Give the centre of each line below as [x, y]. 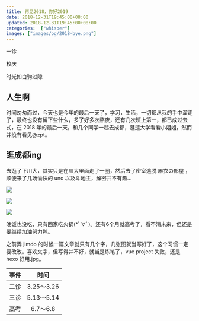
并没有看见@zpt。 [28, 135]
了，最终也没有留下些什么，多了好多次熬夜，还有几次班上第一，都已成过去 [97, 120]
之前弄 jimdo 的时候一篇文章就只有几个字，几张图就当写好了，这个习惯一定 [97, 244]
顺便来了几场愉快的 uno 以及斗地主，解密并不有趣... [69, 178]
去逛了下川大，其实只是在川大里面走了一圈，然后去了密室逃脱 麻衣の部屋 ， [98, 170]
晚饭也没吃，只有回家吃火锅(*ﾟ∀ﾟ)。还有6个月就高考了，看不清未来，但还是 [99, 224]
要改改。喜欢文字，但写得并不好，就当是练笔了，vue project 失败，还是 [93, 251]
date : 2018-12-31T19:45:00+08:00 [47, 17]
